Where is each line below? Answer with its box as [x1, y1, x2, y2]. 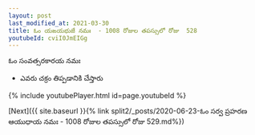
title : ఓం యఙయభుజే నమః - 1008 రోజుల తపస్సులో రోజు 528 [8, 26, 198, 34]
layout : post [8, 11, 52, 20]
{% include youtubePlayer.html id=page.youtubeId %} [8, 91, 187, 101]
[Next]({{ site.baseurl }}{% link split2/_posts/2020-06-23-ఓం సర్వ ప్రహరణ [8, 106, 248, 116]
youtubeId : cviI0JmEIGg [8, 34, 88, 42]
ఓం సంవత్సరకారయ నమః [8, 56, 81, 66]
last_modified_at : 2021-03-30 [8, 19, 110, 27]
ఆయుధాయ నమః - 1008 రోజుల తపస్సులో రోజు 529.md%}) [8, 117, 184, 126]
